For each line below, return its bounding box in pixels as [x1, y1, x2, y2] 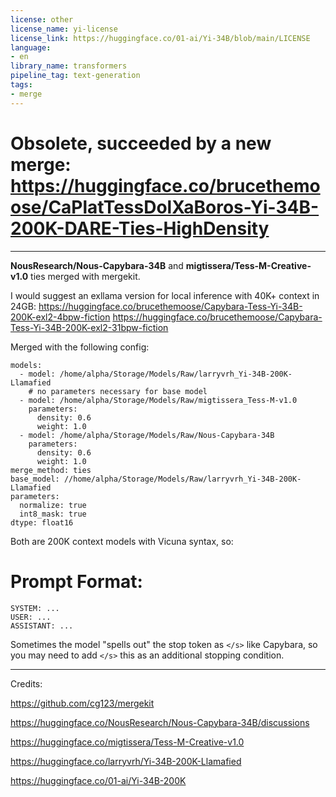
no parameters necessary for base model [36, 386, 208, 396]
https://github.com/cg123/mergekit [10, 697, 155, 709]
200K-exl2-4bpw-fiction [10, 311, 111, 323]
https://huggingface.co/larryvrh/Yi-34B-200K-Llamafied [10, 755, 242, 767]
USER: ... [10, 612, 52, 622]
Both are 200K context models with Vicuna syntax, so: [10, 535, 234, 547]
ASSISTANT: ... [10, 621, 74, 631]
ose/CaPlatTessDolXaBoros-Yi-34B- [10, 196, 320, 218]
